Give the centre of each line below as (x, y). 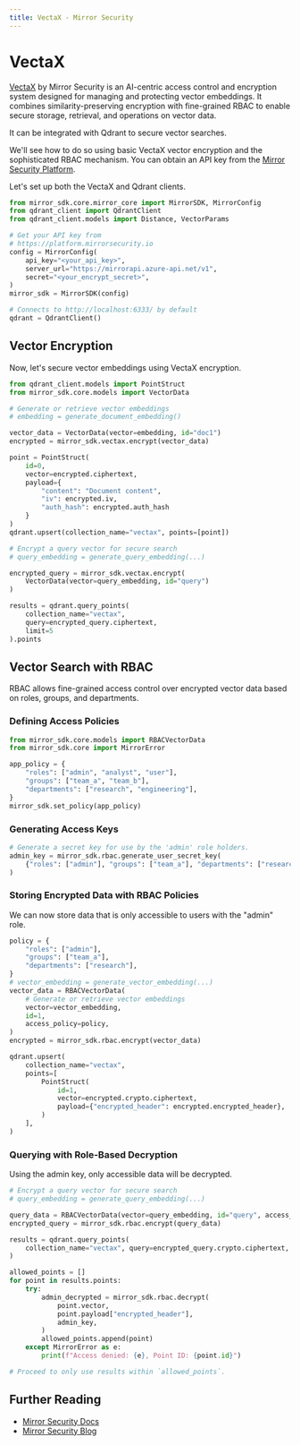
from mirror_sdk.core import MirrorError (87, 748)
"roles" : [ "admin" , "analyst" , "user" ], (101, 773)
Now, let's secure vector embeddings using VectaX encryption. (125, 367)
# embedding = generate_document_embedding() (95, 417)
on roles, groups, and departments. (74, 698)
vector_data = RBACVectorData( (67, 990)
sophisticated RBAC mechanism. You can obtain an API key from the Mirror (147, 159)
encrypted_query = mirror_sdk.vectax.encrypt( (97, 573)
